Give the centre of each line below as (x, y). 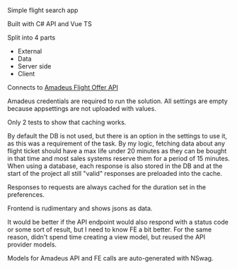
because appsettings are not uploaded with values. (82, 108)
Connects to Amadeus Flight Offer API (63, 87)
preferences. (26, 195)
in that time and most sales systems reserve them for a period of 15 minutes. (118, 159)
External (30, 51)
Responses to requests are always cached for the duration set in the (107, 187)
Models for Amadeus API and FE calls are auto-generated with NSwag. (110, 258)
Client (26, 74)
